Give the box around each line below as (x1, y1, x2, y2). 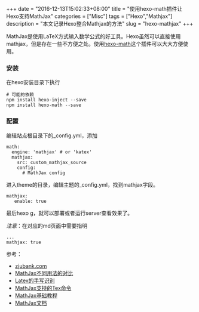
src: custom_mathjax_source (17, 159, 87, 165)
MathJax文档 (14, 299, 47, 306)
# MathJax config (22, 169, 66, 176)
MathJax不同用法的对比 (14, 269, 74, 276)
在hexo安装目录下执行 (6, 79, 60, 86)
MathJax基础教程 (14, 292, 58, 299)
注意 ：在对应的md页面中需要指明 (6, 222, 88, 229)
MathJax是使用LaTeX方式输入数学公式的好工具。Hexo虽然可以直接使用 (6, 33, 181, 40)
